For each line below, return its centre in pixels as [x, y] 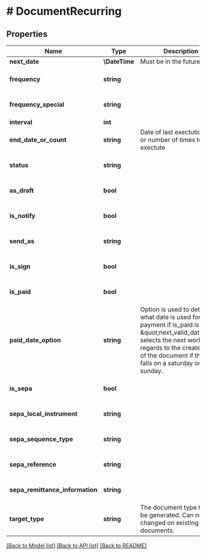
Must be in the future [170, 61]
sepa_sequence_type [41, 439]
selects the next [163, 340]
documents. [157, 530]
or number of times [168, 140]
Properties [27, 34]
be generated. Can [167, 515]
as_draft [22, 190]
